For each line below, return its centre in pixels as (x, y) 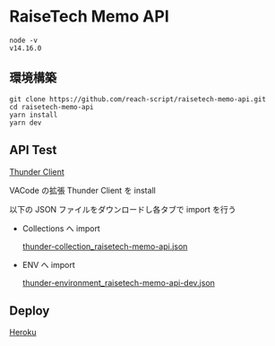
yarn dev (26, 123)
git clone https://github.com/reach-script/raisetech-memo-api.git (138, 99)
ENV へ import (48, 264)
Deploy (30, 311)
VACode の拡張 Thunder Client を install (83, 190)
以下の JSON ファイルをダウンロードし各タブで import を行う (123, 209)
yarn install (34, 115)
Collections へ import (61, 228)
